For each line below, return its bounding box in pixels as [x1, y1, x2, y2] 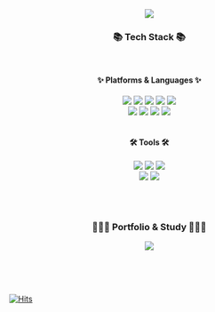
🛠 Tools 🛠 [129, 137, 170, 148]
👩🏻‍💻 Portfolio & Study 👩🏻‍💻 [92, 220, 207, 233]
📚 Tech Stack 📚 [112, 30, 187, 43]
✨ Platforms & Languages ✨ [97, 75, 202, 85]
